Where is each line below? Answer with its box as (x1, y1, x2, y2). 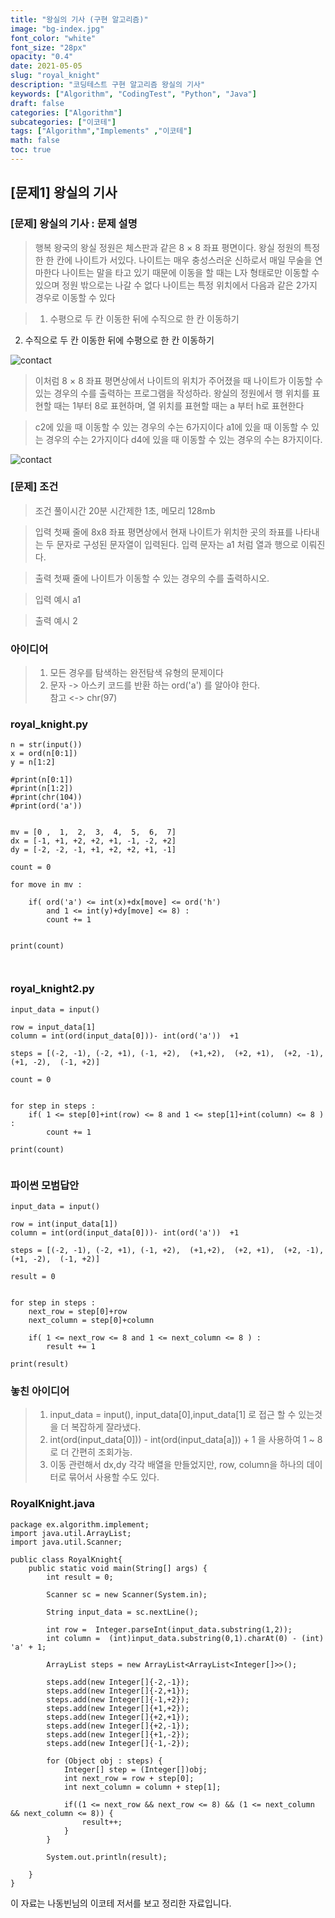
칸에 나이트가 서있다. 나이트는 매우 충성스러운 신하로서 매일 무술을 (56, 254, 313, 266)
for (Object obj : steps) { (46, 1756, 163, 1766)
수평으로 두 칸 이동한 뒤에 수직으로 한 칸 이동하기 (49, 312, 240, 325)
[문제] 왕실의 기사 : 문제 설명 (10, 217, 138, 231)
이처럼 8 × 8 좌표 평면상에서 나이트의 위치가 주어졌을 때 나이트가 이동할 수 (34, 374, 324, 386)
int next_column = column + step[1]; (63, 1782, 222, 1792)
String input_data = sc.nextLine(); (46, 1607, 199, 1617)
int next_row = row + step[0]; (63, 1773, 195, 1783)
